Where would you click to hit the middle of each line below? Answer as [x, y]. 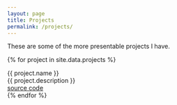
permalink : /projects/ [40, 26]
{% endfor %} [27, 95]
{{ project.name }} [33, 73]
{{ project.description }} [41, 81]
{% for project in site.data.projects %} [62, 60]
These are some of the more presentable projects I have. [89, 47]
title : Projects [31, 20]
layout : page [26, 14]
